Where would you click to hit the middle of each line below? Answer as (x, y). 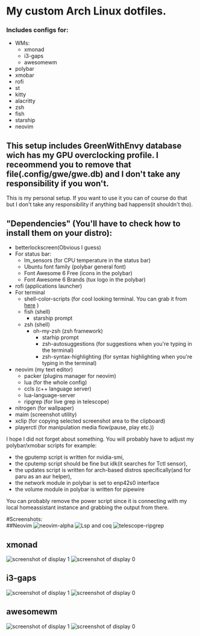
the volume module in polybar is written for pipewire (80, 489)
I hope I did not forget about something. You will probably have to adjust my (100, 439)
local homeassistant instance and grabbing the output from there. (88, 508)
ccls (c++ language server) (58, 389)
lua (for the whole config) (55, 383)
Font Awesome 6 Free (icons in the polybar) (78, 273)
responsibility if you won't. (58, 183)
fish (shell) (37, 312)
